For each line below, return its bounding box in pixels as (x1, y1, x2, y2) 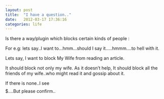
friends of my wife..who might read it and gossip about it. (5, 71, 125, 77)
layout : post (5, 7, 33, 13)
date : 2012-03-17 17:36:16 (5, 17, 67, 22)
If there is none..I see (5, 80, 50, 86)
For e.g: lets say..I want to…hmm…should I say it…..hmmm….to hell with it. (5, 45, 160, 51)
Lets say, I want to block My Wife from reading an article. (5, 55, 124, 61)
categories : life (5, 21, 42, 27)
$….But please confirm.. (5, 88, 56, 94)
